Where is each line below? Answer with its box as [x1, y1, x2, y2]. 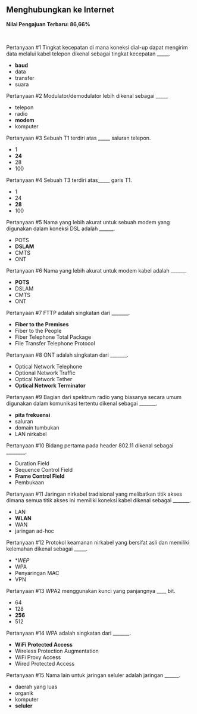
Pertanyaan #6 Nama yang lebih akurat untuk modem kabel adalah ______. [6, 267, 187, 274]
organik [14, 689, 34, 697]
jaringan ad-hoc [14, 527, 55, 534]
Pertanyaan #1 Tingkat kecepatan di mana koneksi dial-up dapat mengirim [6, 44, 189, 51]
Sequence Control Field [14, 466, 73, 473]
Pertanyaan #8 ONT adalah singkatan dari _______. [6, 351, 129, 358]
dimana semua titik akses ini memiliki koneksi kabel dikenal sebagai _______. [6, 496, 192, 503]
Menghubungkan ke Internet [6, 5, 114, 15]
